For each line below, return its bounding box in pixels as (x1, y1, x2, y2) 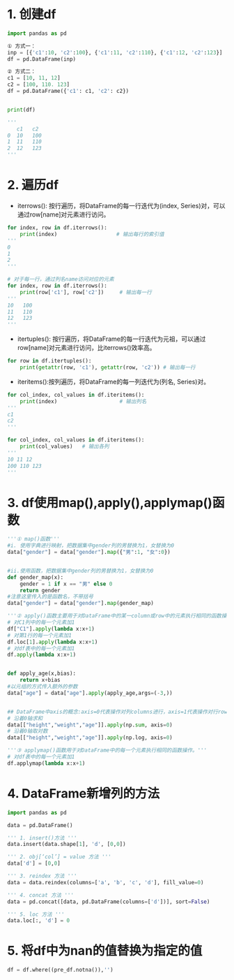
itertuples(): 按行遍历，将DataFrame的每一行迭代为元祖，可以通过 (17, 335, 206, 343)
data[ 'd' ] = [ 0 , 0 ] (7, 860, 61, 867)
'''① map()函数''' (7, 536, 61, 543)
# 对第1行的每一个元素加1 (7, 631, 72, 639)
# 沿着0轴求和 (7, 715, 43, 722)
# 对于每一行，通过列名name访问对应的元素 (7, 276, 115, 283)
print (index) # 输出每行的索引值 (19, 231, 165, 237)
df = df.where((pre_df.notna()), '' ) (7, 967, 114, 974)
